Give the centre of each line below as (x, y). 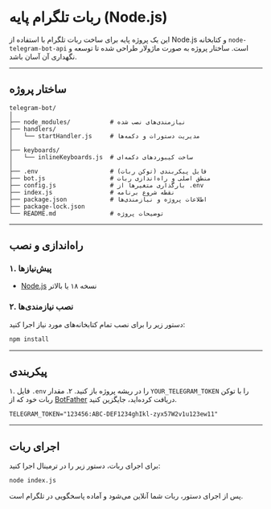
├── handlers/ (33, 129)
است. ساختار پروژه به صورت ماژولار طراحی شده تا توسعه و (158, 47)
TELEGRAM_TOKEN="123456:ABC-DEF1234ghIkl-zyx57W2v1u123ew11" (114, 414)
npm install (29, 339)
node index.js (33, 481)
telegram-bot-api (38, 48)
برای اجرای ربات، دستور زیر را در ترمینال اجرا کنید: (85, 466)
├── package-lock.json (47, 206)
